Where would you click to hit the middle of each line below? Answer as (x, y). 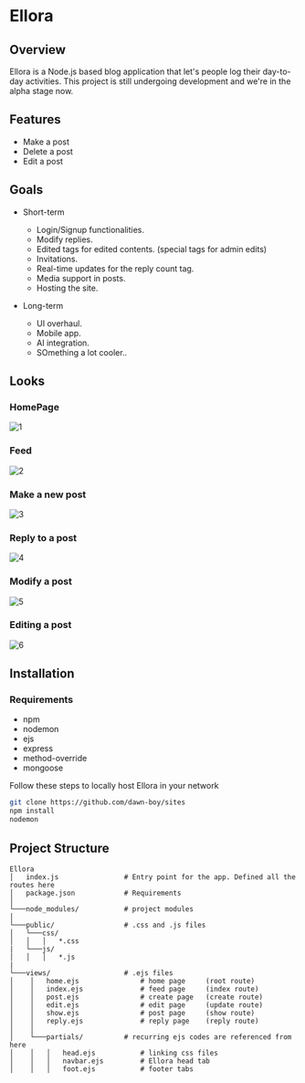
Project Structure (59, 848)
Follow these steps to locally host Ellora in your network (114, 786)
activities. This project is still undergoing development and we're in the (158, 81)
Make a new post (48, 494)
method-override (55, 759)
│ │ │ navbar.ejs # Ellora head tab (110, 1061)
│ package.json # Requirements (95, 893)
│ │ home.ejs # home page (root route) (132, 981)
